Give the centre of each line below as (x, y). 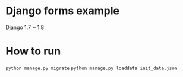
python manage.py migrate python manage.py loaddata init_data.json (91, 68)
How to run (33, 51)
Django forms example (63, 11)
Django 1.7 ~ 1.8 (25, 27)
